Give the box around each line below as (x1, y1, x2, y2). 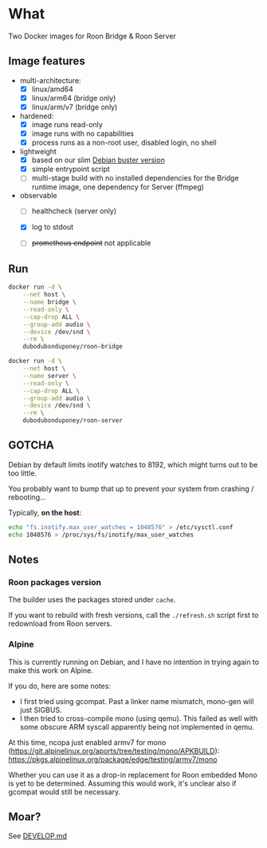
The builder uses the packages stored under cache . (8, 595, 176, 604)
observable (19, 191, 57, 201)
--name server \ (22, 372, 77, 380)
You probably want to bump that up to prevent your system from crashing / (8, 484, 254, 493)
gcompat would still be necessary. (8, 786, 121, 796)
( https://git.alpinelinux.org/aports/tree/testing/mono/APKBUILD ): (8, 746, 220, 755)
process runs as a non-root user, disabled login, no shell (31, 137, 217, 148)
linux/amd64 (31, 84, 74, 94)
